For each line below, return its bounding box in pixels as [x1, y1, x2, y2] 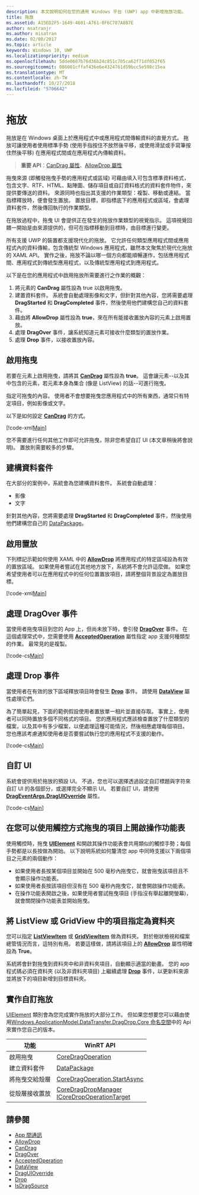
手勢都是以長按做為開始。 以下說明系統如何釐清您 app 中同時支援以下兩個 [6, 847, 186, 854]
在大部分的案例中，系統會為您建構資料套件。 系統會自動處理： [6, 479, 158, 487]
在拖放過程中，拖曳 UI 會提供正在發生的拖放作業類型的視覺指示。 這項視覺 [6, 216, 187, 223]
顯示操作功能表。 [20, 874, 62, 882]
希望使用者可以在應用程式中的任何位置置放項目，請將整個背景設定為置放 [6, 571, 182, 578]
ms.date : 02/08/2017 [6, 36, 57, 42]
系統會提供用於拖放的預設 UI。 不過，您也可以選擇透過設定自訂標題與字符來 [6, 777, 191, 785]
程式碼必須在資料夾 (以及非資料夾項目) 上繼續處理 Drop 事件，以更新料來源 [6, 968, 189, 975]
